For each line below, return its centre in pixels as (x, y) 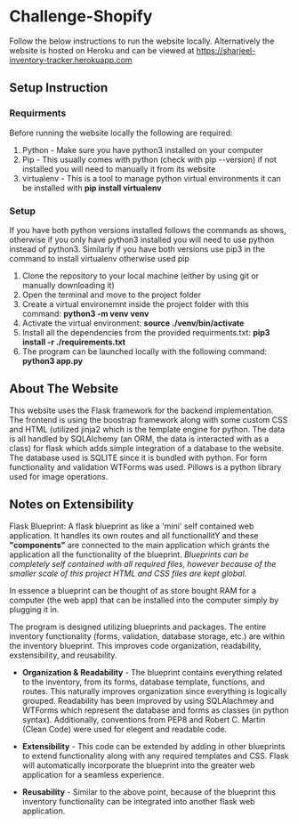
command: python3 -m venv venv (85, 313)
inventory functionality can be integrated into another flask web (138, 801)
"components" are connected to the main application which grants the (139, 545)
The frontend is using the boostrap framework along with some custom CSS (149, 419)
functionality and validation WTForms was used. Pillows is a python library (145, 467)
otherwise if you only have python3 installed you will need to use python (142, 239)
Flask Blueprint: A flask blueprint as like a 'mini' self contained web (132, 526)
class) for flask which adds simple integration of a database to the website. (147, 448)
